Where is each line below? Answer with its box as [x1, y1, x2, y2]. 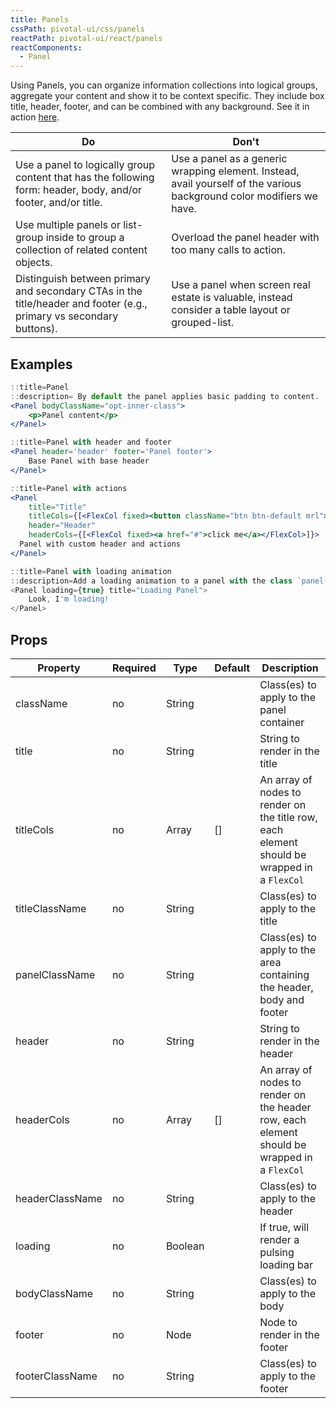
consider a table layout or [171, 303, 291, 317]
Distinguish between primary [15, 272, 151, 286]
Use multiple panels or [15, 218, 121, 232]
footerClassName [15, 1369, 98, 1383]
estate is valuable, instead [171, 291, 293, 305]
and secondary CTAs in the [15, 284, 143, 298]
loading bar [259, 1258, 313, 1271]
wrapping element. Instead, [171, 164, 300, 178]
